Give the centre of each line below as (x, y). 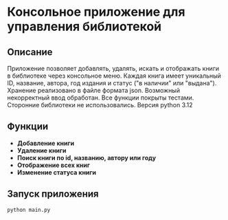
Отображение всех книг (54, 165)
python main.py (29, 210)
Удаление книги (42, 150)
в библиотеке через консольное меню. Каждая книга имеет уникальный (114, 76)
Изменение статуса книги (56, 172)
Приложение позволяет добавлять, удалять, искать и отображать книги (113, 68)
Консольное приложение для (96, 12)
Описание (30, 52)
